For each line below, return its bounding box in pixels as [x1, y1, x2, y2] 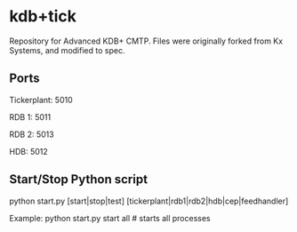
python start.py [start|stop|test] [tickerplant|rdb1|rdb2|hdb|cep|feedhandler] [9, 196, 289, 206]
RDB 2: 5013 [9, 129, 55, 140]
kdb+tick [9, 6, 77, 27]
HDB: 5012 [9, 146, 49, 156]
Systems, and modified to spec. [9, 44, 125, 55]
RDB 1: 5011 [9, 111, 52, 122]
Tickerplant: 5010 [9, 94, 73, 105]
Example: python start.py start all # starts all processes [9, 212, 211, 223]
